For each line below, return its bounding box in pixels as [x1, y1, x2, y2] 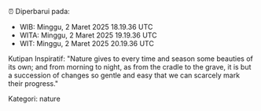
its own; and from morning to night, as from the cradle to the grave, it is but [8, 63, 252, 71]
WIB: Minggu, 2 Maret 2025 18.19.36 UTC [19, 23, 153, 31]
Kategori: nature [8, 94, 61, 103]
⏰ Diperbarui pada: [8, 7, 71, 16]
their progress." [8, 79, 59, 88]
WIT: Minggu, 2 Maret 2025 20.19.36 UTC [19, 39, 155, 48]
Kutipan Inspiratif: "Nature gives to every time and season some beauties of [8, 54, 254, 63]
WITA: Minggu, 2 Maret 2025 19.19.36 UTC [19, 30, 157, 40]
